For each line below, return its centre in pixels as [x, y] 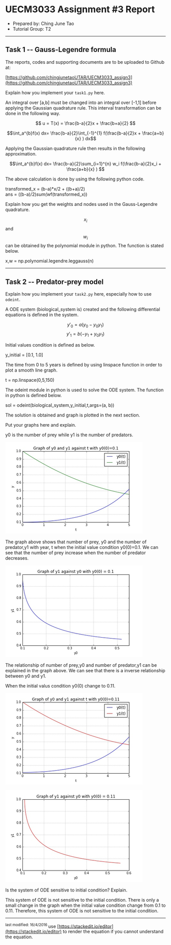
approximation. [21, 153]
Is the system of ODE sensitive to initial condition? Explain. [66, 890]
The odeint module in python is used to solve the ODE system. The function [84, 390]
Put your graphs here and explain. [41, 425]
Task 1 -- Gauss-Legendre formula [61, 50]
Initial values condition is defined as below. [50, 345]
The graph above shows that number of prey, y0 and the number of [76, 542]
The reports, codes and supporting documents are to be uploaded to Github [85, 62]
